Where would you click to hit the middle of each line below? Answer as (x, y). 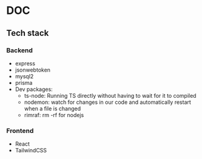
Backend (20, 50)
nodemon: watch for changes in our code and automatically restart (107, 102)
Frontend (20, 130)
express (25, 63)
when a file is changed (52, 108)
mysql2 (24, 76)
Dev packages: (34, 89)
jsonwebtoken (32, 70)
